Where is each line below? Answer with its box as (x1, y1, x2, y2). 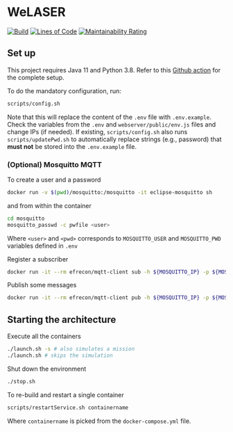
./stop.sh (7, 378, 36, 385)
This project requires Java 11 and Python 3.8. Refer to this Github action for (7, 65, 221, 74)
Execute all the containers (7, 332, 81, 341)
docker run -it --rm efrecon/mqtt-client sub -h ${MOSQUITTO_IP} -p (7, 269, 209, 275)
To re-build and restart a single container (7, 390, 125, 399)
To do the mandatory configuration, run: (7, 86, 121, 95)
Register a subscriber (7, 255, 69, 263)
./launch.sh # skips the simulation (7, 352, 113, 359)
